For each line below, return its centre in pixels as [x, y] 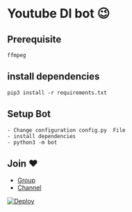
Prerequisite [34, 39]
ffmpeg [17, 55]
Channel [29, 188]
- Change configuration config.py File [67, 130]
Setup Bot [29, 114]
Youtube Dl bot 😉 [58, 14]
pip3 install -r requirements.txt [57, 93]
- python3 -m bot [32, 142]
